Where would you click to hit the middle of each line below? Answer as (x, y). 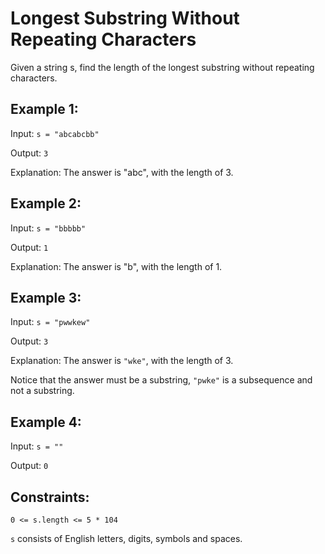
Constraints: (50, 497)
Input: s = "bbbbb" (48, 228)
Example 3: (46, 297)
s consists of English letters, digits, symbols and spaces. (126, 538)
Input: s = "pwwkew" (50, 322)
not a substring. (42, 391)
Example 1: (44, 109)
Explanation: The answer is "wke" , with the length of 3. (122, 361)
